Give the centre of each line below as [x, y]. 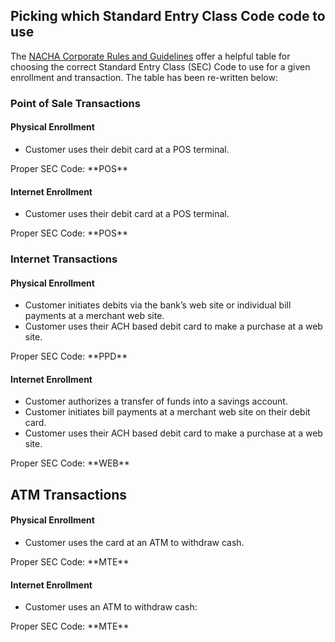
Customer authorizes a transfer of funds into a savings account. [156, 401]
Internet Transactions [64, 259]
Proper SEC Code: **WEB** [70, 463]
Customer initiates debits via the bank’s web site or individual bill [158, 305]
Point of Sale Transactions [75, 103]
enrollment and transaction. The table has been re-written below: [144, 77]
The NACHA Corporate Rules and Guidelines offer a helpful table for [150, 56]
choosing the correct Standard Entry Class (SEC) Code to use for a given [160, 66]
